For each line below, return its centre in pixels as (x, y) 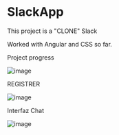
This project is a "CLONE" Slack (52, 31)
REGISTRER (24, 84)
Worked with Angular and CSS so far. (60, 44)
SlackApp (35, 12)
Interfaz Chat (26, 110)
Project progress (31, 57)
